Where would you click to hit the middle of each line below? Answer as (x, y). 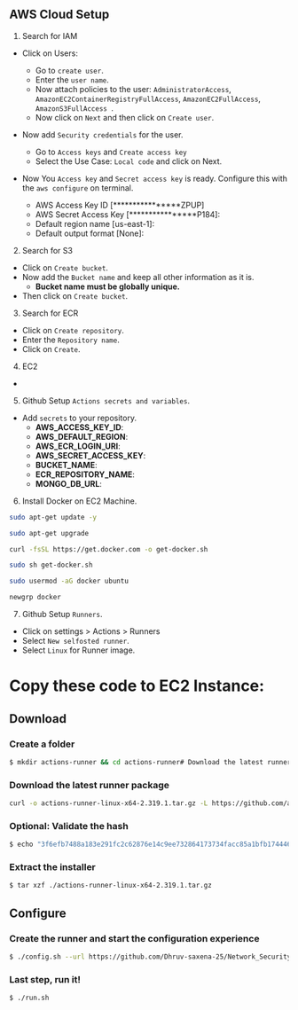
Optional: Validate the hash (69, 826)
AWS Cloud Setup (59, 15)
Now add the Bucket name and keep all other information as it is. (138, 277)
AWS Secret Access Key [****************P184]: (128, 214)
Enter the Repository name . (71, 340)
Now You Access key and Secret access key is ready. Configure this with (155, 178)
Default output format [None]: (90, 233)
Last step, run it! (45, 979)
